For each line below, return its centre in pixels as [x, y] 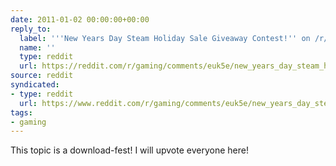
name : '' [37, 47]
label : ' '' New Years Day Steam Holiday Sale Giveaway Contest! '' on [165, 38]
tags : [21, 112]
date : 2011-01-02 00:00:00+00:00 [80, 19]
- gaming [28, 122]
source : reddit [42, 76]
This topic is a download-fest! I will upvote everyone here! [129, 150]
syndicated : [35, 85]
